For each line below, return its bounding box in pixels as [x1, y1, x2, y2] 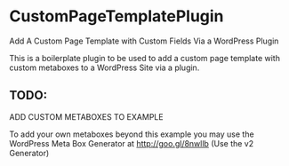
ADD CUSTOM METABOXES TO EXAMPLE [9, 111, 164, 122]
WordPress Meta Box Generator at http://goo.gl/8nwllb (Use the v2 [9, 138, 254, 148]
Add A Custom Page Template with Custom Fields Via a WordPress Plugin [9, 36, 279, 46]
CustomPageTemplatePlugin [9, 6, 224, 27]
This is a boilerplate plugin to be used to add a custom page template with [9, 52, 280, 63]
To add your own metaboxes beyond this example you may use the [9, 129, 255, 139]
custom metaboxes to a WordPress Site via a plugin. [9, 62, 200, 73]
